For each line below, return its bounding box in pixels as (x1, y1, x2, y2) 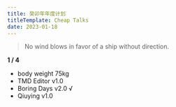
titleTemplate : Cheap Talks (7, 17, 89, 24)
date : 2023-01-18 (7, 23, 58, 30)
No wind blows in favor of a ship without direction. (24, 43, 170, 51)
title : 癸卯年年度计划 (7, 10, 66, 17)
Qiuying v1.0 (17, 92, 54, 100)
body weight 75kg (17, 69, 70, 78)
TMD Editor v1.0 (17, 77, 64, 85)
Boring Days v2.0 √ (17, 85, 73, 93)
